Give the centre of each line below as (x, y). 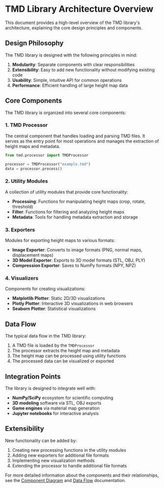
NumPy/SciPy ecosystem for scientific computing (63, 398)
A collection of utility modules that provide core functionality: (67, 192)
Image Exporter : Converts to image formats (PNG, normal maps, (77, 250)
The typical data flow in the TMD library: (46, 336)
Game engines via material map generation (56, 408)
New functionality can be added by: (41, 440)
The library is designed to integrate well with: (51, 388)
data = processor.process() (34, 169)
